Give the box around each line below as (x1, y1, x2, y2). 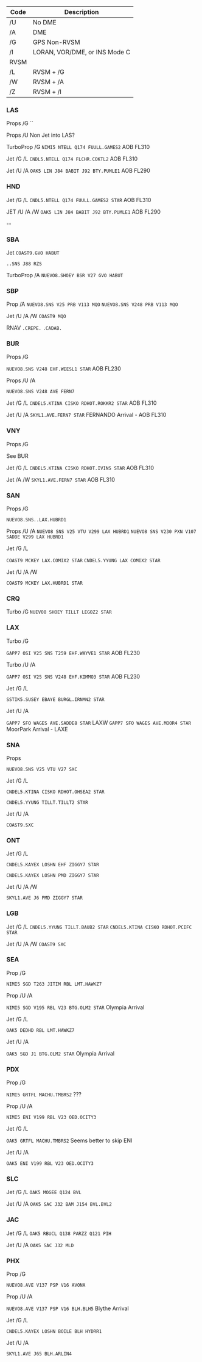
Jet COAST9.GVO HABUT (6, 248, 60, 256)
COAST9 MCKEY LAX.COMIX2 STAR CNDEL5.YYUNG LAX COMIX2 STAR (6, 558, 161, 564)
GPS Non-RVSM (32, 38, 80, 46)
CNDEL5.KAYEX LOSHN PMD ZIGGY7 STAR (6, 872, 99, 878)
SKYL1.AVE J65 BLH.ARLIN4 (6, 1351, 72, 1357)
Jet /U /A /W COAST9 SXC (6, 940, 66, 947)
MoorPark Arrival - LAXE (6, 725, 68, 733)
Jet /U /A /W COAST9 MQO (6, 313, 66, 320)
